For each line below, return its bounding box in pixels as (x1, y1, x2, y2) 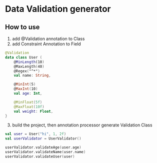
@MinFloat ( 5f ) (14, 100, 42, 104)
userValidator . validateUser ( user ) (5, 154, 75, 159)
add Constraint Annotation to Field (12, 41, 81, 47)
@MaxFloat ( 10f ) (14, 104, 45, 109)
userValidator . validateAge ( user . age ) (5, 145, 82, 150)
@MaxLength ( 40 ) (14, 64, 45, 69)
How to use (5, 23, 40, 31)
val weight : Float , (14, 109, 53, 114)
